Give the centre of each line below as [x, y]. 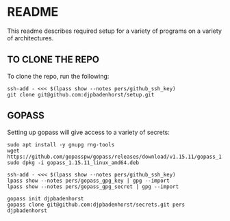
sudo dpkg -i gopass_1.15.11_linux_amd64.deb [73, 162]
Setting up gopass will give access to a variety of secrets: [88, 132]
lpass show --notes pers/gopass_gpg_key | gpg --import [88, 181]
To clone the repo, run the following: [58, 76]
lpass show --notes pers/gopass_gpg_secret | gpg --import [93, 186]
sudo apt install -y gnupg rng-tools [61, 144]
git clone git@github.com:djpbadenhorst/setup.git [81, 94]
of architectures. [30, 38]
